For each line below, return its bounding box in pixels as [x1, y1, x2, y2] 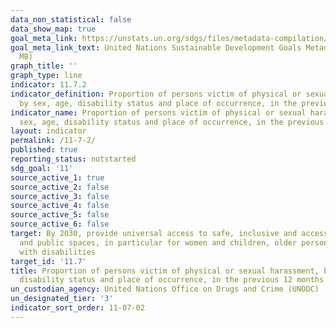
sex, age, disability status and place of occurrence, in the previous [19, 117, 325, 127]
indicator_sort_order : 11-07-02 [10, 303, 145, 313]
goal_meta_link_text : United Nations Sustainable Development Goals [10, 42, 302, 53]
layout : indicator [10, 126, 87, 136]
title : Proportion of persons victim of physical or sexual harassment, [10, 266, 320, 276]
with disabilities [19, 247, 97, 257]
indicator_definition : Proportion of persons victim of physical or [10, 89, 302, 99]
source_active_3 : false [10, 191, 110, 201]
